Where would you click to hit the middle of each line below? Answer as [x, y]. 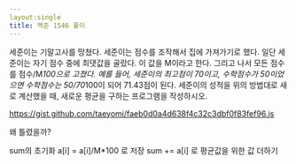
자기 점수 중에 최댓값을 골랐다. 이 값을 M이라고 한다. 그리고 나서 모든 [150, 63]
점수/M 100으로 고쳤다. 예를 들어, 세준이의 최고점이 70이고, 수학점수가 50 [144, 74]
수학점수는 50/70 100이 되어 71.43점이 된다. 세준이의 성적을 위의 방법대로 [152, 85]
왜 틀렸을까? [30, 131]
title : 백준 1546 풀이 [47, 26]
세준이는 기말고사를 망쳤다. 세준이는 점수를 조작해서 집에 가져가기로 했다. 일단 [143, 52]
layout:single [35, 17]
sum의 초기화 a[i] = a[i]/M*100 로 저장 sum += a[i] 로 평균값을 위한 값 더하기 [144, 150]
